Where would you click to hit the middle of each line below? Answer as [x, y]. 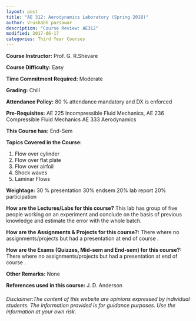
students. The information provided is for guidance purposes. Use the [91, 305]
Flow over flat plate [38, 160]
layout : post [22, 12]
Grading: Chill [23, 90]
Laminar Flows [32, 179]
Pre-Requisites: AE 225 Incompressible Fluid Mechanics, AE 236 [85, 113]
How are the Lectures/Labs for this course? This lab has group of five [92, 208]
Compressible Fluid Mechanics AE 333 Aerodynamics [71, 119]
